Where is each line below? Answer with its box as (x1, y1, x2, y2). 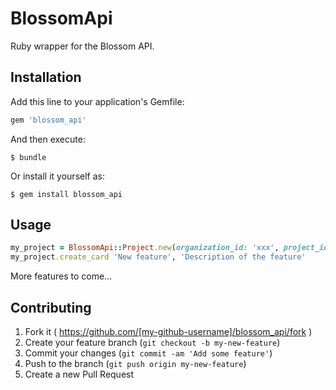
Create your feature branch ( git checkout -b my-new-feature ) (24, 337, 281, 348)
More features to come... (10, 270, 113, 282)
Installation (10, 69, 82, 86)
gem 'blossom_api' (10, 115, 87, 125)
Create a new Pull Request (24, 368, 135, 380)
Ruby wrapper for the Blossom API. (10, 40, 155, 52)
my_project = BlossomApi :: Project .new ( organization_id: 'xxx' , (10, 243, 280, 253)
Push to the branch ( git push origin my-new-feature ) (24, 358, 247, 369)
